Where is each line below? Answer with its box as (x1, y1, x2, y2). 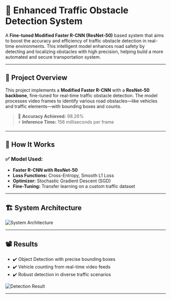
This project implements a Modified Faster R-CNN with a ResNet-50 (5, 87, 150, 93)
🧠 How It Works (5, 140, 55, 149)
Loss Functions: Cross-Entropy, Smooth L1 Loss (12, 173, 115, 179)
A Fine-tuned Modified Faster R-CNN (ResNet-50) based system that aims (5, 32, 164, 38)
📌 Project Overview (5, 73, 68, 82)
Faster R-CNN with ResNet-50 (12, 167, 78, 173)
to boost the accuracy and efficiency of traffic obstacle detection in (5, 38, 147, 44)
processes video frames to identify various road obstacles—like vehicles (5, 98, 158, 104)
